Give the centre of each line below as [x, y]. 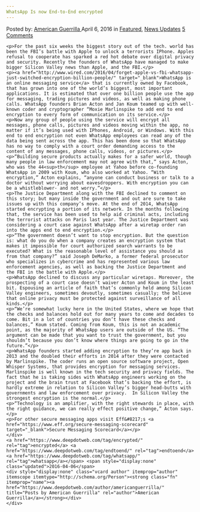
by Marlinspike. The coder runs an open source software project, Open [97, 361]
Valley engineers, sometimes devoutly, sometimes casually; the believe [99, 293]
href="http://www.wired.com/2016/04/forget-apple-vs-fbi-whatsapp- [108, 73]
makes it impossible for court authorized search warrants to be [89, 246]
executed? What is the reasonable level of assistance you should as [95, 251]
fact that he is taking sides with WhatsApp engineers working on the [96, 377]
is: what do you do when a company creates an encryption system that [96, 241]
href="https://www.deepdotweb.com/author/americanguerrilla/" [85, 487]
